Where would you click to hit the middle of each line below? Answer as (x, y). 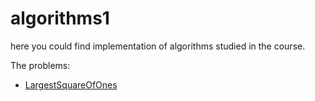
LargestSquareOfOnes (71, 84)
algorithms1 (60, 18)
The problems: (40, 65)
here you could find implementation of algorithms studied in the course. (158, 46)
